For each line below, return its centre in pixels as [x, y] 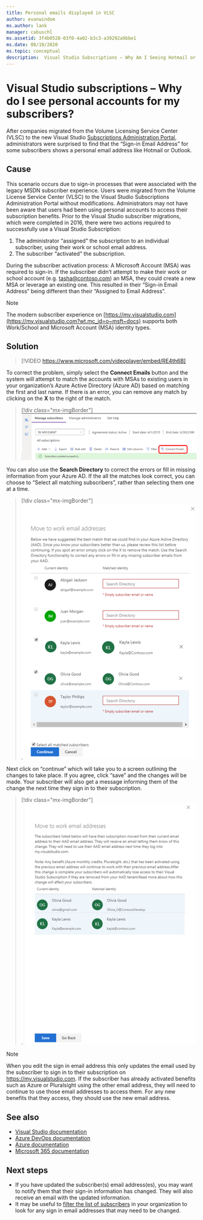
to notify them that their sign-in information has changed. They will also [104, 1191]
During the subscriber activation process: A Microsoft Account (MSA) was [98, 265]
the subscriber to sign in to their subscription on [66, 1072]
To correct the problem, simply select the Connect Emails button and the [97, 373]
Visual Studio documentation [51, 1132]
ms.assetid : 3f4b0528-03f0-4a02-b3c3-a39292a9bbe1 [71, 38]
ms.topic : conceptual [34, 52]
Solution [22, 346]
